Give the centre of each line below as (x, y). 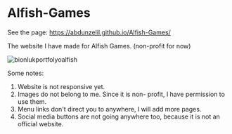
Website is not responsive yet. (61, 86)
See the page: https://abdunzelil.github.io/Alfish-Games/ (89, 32)
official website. (40, 123)
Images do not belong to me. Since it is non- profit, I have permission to (121, 94)
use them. (32, 101)
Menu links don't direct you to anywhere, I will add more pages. (109, 109)
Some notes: (26, 73)
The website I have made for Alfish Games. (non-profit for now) (99, 46)
